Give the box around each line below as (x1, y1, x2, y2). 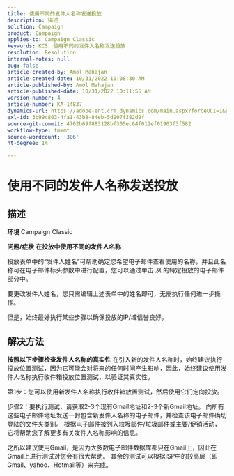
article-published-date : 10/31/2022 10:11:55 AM (7, 88, 151, 95)
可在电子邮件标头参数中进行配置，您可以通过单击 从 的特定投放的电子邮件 (13, 266, 224, 275)
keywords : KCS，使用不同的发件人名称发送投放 (7, 43, 126, 49)
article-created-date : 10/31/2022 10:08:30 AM (7, 75, 145, 82)
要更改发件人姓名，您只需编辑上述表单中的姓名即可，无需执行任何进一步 (7, 290, 214, 298)
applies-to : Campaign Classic (7, 36, 95, 43)
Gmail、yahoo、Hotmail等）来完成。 (7, 461, 113, 469)
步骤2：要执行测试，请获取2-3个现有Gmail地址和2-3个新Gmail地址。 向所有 (7, 402, 225, 410)
